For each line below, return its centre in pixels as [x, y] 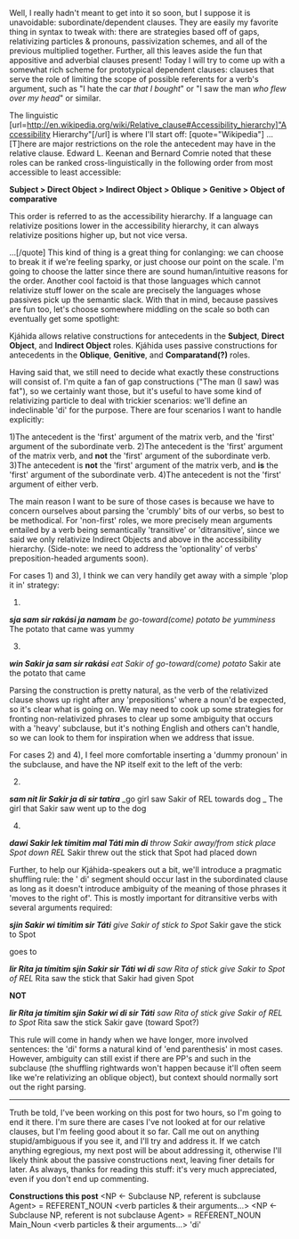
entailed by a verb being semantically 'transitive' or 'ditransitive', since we [145, 530]
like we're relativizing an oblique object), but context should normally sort [144, 1077]
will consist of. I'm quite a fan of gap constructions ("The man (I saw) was [144, 382]
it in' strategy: [34, 585]
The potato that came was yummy [72, 629]
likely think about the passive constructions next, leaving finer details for [142, 1160]
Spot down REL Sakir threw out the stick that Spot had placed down [133, 852]
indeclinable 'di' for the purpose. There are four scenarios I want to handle [145, 410]
